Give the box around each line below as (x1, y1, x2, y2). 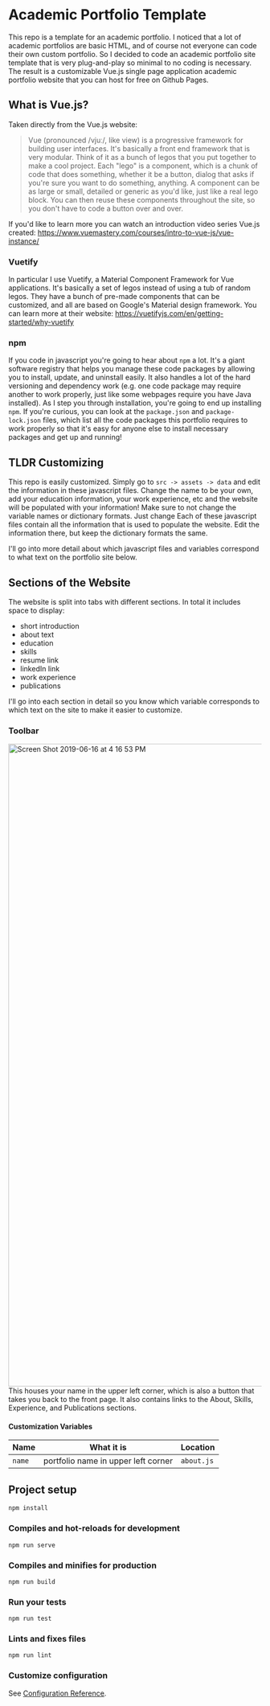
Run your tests (8, 1596, 67, 1607)
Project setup (8, 1482, 78, 1496)
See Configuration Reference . (8, 1688, 107, 1698)
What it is (89, 1441, 127, 1453)
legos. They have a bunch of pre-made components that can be (8, 292, 220, 301)
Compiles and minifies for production (8, 1560, 157, 1571)
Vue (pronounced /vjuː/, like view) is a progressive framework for (27, 135, 243, 145)
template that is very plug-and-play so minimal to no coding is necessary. (8, 58, 252, 68)
